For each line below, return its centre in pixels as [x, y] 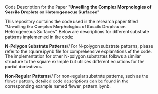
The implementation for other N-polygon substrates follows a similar [73, 56]
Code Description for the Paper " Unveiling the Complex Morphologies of [78, 7]
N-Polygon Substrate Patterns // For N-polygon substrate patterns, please [79, 46]
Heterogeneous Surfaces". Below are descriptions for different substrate [77, 32]
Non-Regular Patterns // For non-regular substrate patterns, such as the [77, 76]
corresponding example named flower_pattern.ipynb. [58, 86]
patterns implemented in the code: [39, 37]
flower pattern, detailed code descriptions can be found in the [67, 81]
